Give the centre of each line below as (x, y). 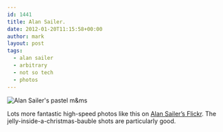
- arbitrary (31, 65)
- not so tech (33, 72)
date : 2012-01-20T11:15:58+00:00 (55, 29)
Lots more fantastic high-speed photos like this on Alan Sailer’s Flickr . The (112, 113)
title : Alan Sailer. (37, 22)
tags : (15, 51)
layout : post (26, 44)
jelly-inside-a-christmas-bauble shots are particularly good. (92, 121)
